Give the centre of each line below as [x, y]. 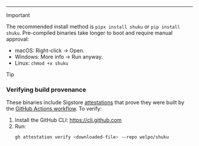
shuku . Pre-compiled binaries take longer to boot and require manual [89, 33]
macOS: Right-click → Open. [49, 50]
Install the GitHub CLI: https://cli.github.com [68, 120]
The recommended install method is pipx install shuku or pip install [93, 26]
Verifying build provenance [46, 89]
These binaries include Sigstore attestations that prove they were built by [95, 102]
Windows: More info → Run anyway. [59, 57]
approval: [18, 39]
